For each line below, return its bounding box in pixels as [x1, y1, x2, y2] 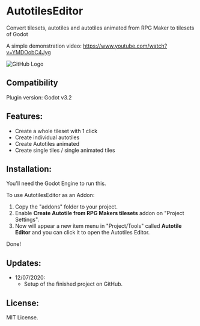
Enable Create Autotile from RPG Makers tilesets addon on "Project [14, 210, 184, 217]
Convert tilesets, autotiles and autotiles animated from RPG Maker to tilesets [6, 24, 195, 31]
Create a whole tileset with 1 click [14, 127, 98, 134]
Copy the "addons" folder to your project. [14, 203, 118, 210]
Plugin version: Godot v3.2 [6, 93, 72, 101]
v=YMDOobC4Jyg [6, 48, 51, 55]
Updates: [6, 258, 41, 268]
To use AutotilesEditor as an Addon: [6, 192, 95, 199]
